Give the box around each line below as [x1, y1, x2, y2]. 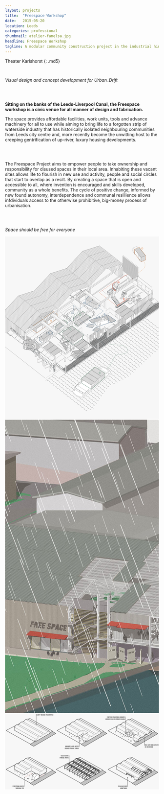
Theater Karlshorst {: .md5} [5, 58, 60, 64]
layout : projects [5, 8, 41, 13]
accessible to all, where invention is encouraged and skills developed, [5, 182, 145, 187]
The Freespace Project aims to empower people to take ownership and [5, 161, 147, 166]
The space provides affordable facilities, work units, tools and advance [5, 116, 147, 122]
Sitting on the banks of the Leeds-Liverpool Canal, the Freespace [5, 101, 140, 107]
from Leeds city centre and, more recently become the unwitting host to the [5, 131, 158, 137]
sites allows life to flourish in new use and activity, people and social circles [5, 171, 157, 177]
